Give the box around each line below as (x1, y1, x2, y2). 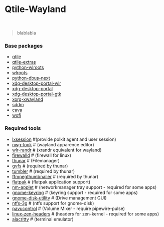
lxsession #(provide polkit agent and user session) (12, 136, 116, 142)
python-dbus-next (12, 75, 50, 81)
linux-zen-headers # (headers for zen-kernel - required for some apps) (12, 210, 159, 216)
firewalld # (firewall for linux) (12, 152, 71, 158)
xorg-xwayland (12, 96, 44, 102)
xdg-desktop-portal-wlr (12, 80, 61, 86)
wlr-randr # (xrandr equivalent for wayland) (12, 147, 102, 153)
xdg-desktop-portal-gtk (12, 91, 62, 97)
